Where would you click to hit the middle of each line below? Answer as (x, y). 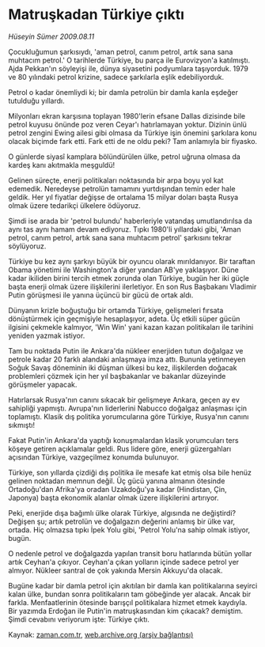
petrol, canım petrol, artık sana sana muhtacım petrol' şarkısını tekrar (120, 237)
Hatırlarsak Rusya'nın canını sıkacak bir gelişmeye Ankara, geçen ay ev (124, 399)
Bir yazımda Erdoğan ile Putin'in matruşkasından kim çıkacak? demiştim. (126, 611)
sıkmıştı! (22, 425)
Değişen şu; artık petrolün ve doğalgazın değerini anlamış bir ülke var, (122, 521)
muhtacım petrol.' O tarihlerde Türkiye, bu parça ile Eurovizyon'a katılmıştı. (129, 60)
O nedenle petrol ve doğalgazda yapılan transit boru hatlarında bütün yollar (130, 553)
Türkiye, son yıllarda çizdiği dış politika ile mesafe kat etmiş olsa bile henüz (130, 472)
